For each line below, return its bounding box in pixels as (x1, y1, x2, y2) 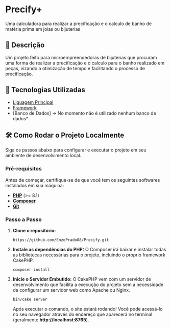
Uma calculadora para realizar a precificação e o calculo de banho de (5, 20, 152, 27)
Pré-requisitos (5, 165, 42, 172)
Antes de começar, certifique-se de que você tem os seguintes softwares (5, 177, 160, 183)
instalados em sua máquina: (5, 182, 64, 188)
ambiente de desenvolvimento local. (5, 152, 82, 159)
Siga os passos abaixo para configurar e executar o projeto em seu (5, 147, 146, 153)
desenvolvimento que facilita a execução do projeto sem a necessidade (12, 281, 164, 288)
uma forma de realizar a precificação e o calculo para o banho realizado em (5, 60, 165, 66)
